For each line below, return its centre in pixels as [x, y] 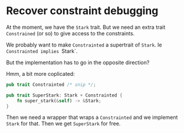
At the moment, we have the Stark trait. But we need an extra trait [86, 27]
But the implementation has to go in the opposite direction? [78, 62]
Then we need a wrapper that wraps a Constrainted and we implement [92, 117]
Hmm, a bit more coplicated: [40, 74]
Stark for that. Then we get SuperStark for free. [63, 124]
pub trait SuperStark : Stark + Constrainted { [64, 95]
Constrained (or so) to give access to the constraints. [70, 33]
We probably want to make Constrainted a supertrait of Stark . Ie [84, 45]
